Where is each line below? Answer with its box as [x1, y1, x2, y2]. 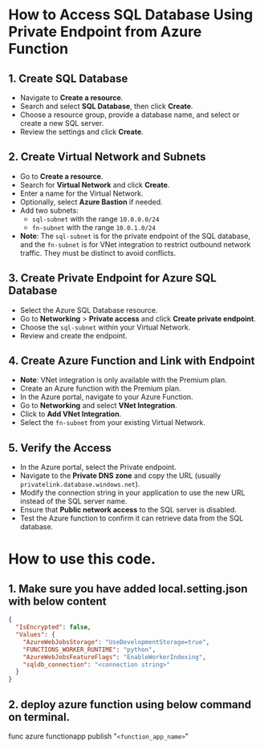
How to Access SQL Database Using [8, 6, 254, 24]
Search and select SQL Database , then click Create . [19, 102, 193, 111]
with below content [8, 594, 107, 608]
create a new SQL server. [19, 119, 104, 128]
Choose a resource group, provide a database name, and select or [19, 110, 240, 119]
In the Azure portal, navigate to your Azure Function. [19, 392, 194, 402]
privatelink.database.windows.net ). [19, 480, 140, 489]
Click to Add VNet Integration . [19, 409, 122, 419]
